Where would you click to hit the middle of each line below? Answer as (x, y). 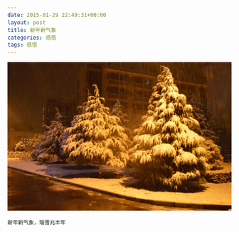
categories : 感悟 (32, 38)
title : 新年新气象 (32, 30)
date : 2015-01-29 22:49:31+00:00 (57, 15)
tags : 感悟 (22, 45)
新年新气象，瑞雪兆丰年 (37, 222)
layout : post (27, 22)
